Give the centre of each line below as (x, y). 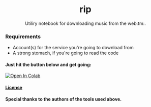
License (14, 88)
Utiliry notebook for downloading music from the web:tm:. (85, 23)
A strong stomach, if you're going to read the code (66, 53)
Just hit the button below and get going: (48, 64)
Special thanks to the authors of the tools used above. (64, 99)
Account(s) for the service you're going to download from (73, 48)
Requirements (23, 37)
